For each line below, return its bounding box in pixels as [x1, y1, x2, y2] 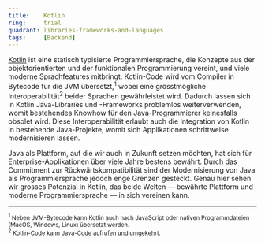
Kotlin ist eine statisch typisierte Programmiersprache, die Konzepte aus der [8, 55, 255, 65]
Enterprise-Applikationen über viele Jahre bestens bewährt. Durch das [8, 157, 238, 166]
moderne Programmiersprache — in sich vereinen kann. [8, 190, 190, 199]
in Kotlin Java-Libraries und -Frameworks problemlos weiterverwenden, [8, 99, 242, 109]
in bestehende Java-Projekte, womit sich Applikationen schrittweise [8, 124, 229, 134]
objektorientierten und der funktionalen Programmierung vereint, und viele [8, 64, 250, 73]
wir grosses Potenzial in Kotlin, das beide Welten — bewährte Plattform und [8, 182, 254, 191]
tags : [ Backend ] [8, 33, 77, 42]
